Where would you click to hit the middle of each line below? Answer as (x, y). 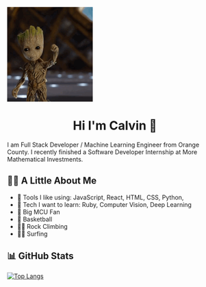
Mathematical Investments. (45, 159)
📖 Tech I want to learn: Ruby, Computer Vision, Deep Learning (104, 204)
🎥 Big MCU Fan (38, 212)
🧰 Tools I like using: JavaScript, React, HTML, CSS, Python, (100, 197)
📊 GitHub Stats (40, 256)
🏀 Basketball (35, 219)
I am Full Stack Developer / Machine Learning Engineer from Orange (103, 145)
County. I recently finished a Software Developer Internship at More (102, 152)
